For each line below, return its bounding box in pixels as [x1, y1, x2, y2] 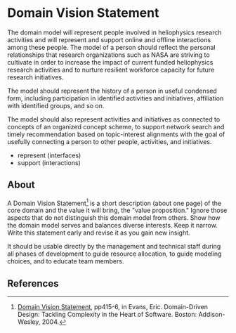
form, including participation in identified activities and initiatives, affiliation [7, 93, 224, 103]
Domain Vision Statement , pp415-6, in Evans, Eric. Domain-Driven [17, 303, 209, 311]
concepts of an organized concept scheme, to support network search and [7, 122, 225, 131]
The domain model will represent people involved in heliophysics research [7, 28, 222, 37]
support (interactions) [17, 158, 81, 166]
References [7, 277, 59, 289]
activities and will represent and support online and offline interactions [7, 35, 211, 44]
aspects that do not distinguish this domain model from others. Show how [7, 214, 221, 222]
